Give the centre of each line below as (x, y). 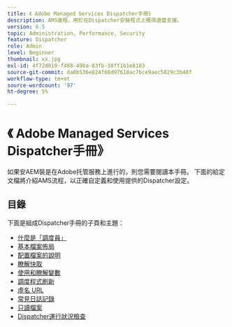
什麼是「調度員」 (42, 238)
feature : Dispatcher (37, 40)
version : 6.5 (26, 27)
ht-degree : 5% (28, 92)
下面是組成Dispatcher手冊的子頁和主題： (66, 223)
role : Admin (24, 46)
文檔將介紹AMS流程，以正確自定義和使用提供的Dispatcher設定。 (100, 181)
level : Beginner (31, 53)
